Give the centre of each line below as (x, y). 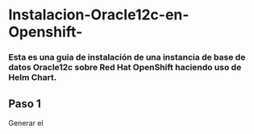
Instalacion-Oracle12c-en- (99, 15)
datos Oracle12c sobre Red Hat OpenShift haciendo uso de (125, 68)
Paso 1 (25, 104)
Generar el (26, 123)
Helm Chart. (33, 77)
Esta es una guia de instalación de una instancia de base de (127, 57)
